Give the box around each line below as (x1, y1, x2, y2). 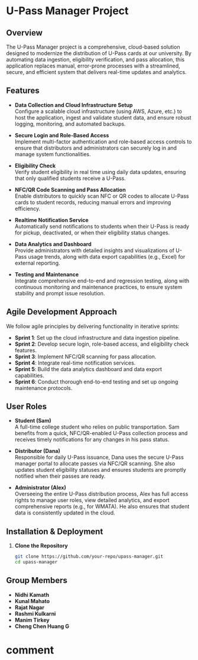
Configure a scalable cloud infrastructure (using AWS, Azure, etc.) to (14, 108, 182, 115)
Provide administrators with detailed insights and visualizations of (14, 247, 174, 254)
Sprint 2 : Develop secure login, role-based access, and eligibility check (14, 340, 189, 347)
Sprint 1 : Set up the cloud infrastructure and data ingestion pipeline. (14, 334, 180, 341)
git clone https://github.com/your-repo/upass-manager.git (14, 553, 164, 560)
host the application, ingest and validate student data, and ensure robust (14, 114, 191, 121)
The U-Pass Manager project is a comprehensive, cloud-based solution (6, 43, 180, 50)
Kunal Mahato (14, 597, 50, 604)
